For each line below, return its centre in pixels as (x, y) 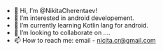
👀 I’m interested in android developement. (74, 18)
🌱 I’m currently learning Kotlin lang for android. (81, 25)
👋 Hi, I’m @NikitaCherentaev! (56, 11)
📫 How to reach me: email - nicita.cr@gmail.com (85, 40)
